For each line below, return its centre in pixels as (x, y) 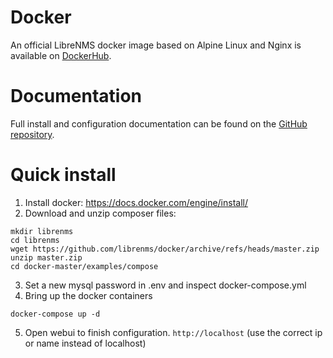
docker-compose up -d (55, 314)
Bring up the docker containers (88, 295)
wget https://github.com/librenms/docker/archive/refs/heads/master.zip (165, 249)
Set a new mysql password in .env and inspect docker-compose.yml (165, 285)
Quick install (63, 175)
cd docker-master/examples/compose (84, 266)
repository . (32, 134)
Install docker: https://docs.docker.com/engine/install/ (136, 202)
